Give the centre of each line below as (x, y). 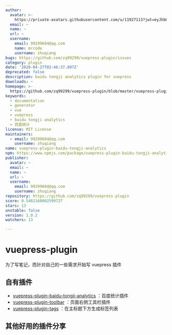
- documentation (27, 101)
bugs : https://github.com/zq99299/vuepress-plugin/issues (68, 58)
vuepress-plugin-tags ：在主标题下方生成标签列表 (66, 308)
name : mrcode (28, 48)
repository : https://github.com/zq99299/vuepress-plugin (67, 196)
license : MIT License (28, 129)
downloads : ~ (19, 82)
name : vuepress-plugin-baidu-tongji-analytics (56, 149)
